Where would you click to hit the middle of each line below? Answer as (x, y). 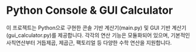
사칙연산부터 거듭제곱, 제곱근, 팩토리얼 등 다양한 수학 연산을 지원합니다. (89, 42)
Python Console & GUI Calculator (90, 10)
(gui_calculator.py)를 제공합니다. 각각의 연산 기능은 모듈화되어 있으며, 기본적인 (98, 35)
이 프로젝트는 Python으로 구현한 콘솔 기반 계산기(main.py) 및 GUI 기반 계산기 (96, 27)
